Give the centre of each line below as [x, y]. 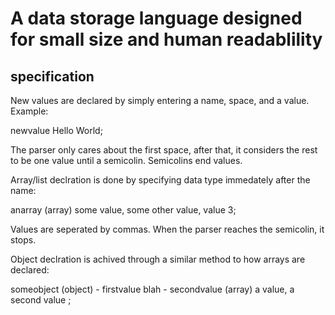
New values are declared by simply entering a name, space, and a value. [160, 100]
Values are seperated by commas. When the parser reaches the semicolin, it [167, 229]
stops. [23, 240]
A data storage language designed [156, 18]
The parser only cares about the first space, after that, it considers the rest [164, 150]
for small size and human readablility [166, 39]
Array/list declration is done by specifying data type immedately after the [160, 180]
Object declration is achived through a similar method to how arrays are [158, 259]
